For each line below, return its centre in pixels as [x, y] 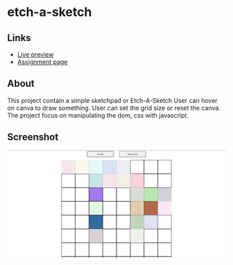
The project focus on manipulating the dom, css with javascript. [98, 115]
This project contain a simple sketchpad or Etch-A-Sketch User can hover [112, 100]
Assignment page [42, 62]
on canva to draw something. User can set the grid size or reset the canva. [114, 108]
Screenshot [33, 137]
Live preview [35, 54]
